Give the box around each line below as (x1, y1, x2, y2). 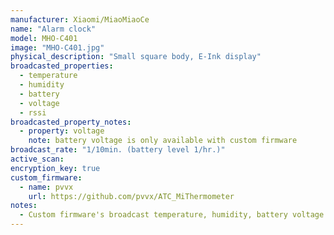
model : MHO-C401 (10, 33, 78, 43)
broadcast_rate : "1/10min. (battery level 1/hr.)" (10, 145, 226, 155)
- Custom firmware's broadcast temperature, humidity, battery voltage (19, 210, 325, 220)
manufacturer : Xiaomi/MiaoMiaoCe (10, 14, 150, 25)
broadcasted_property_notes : (10, 117, 132, 127)
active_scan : (10, 154, 65, 164)
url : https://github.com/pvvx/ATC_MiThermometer (28, 191, 235, 201)
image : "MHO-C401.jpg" (10, 42, 105, 53)
